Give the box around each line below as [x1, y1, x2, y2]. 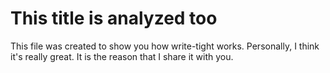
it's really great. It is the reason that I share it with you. [10, 50, 234, 62]
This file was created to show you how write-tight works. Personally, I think [10, 40, 320, 52]
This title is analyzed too [10, 7, 218, 30]
